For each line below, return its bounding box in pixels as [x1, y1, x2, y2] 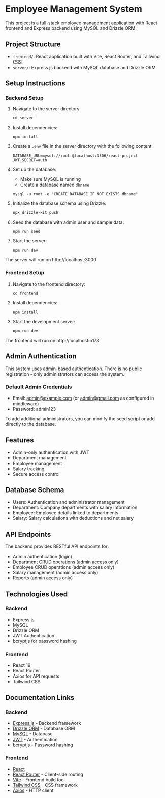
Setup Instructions [5, 79, 65, 88]
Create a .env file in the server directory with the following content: [12, 143, 153, 149]
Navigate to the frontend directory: [12, 281, 85, 287]
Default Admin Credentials [5, 383, 72, 390]
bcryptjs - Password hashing [12, 742, 73, 748]
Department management [12, 454, 67, 461]
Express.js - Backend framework [12, 720, 81, 726]
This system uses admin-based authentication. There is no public [5, 365, 142, 372]
